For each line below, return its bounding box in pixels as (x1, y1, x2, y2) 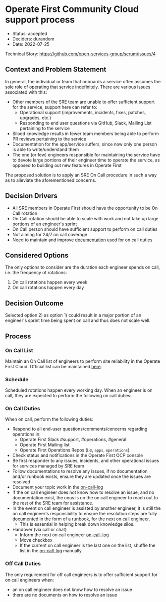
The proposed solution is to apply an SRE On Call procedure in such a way (5, 172, 157, 178)
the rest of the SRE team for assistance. (12, 500, 94, 506)
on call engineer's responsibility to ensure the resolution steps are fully (12, 511, 158, 517)
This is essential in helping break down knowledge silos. (19, 521, 135, 527)
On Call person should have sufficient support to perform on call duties (12, 226, 158, 232)
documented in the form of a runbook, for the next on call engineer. (12, 516, 150, 522)
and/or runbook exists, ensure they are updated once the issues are (12, 473, 151, 479)
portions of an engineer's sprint (12, 221, 77, 227)
